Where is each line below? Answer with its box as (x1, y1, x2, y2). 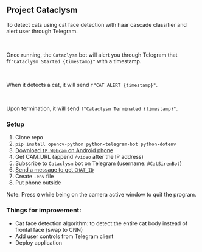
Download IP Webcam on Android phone (15, 147, 114, 154)
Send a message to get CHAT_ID (15, 166, 94, 173)
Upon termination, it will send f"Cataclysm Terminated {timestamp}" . (6, 105, 178, 112)
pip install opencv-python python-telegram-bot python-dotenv (15, 141, 176, 148)
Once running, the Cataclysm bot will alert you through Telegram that (6, 51, 178, 58)
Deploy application (15, 239, 63, 247)
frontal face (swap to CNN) (15, 226, 83, 234)
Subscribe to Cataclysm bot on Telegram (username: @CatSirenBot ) (15, 159, 183, 167)
